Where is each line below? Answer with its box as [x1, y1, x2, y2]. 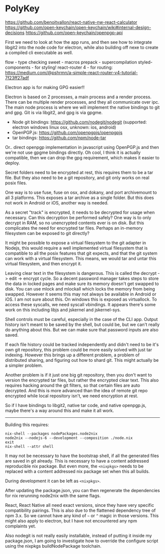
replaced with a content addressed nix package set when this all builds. [5, 468, 150, 474]
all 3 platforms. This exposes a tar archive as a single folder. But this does [5, 195, 154, 201]
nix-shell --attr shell [5, 444, 54, 449]
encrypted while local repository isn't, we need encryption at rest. [5, 393, 138, 399]
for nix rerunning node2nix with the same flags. [5, 493, 101, 498]
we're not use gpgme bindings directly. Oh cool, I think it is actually [5, 149, 141, 155]
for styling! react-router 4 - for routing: [34, 64, 113, 70]
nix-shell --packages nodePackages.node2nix [5, 431, 98, 436]
